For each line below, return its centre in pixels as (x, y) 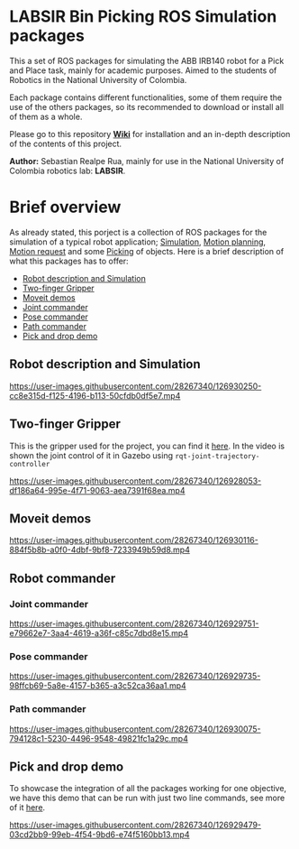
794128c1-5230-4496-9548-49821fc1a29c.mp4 (99, 738)
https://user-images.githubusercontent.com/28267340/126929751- (134, 623)
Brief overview (65, 207)
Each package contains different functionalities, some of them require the (145, 97)
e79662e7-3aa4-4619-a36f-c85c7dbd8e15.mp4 (99, 633)
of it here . (27, 807)
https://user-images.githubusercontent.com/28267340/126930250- (136, 386)
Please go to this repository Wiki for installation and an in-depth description (150, 134)
